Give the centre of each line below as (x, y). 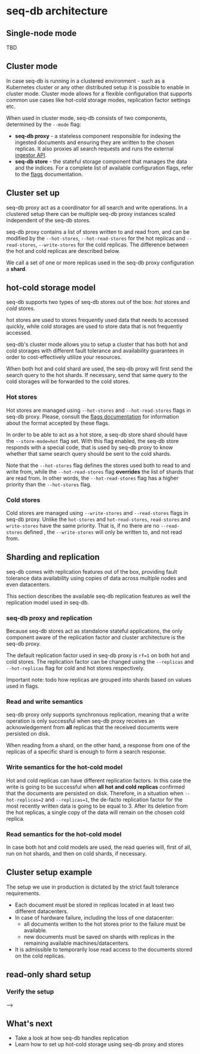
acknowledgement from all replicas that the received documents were (93, 727)
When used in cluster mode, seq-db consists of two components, (87, 118)
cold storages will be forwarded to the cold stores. (68, 381)
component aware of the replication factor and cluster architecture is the (96, 637)
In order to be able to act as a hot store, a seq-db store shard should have (97, 434)
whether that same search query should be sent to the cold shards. (89, 453)
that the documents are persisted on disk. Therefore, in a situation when (95, 793)
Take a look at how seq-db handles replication (72, 1038)
